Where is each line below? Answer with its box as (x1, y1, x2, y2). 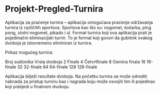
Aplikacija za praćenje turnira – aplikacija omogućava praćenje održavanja (5, 19, 153, 25)
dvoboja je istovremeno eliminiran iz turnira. (5, 40, 93, 46)
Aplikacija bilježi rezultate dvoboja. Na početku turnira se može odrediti (5, 73, 147, 79)
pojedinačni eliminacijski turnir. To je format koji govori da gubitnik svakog (5, 35, 153, 41)
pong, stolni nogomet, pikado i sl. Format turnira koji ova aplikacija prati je (5, 30, 152, 35)
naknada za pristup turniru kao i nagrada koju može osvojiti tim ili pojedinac (5, 78, 156, 84)
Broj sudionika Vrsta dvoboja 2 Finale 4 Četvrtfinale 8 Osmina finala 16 (5, 59, 146, 64)
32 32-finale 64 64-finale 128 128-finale (17, 64, 97, 70)
